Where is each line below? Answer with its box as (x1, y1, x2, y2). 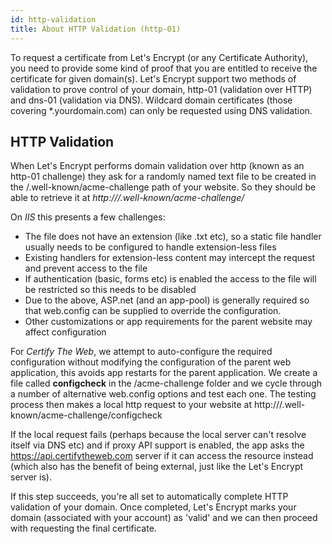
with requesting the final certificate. (10, 522, 157, 535)
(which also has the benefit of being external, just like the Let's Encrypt (10, 461, 304, 473)
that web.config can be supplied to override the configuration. (24, 305, 282, 317)
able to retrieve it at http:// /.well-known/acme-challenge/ (10, 192, 245, 204)
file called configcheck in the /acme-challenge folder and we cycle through (10, 377, 323, 390)
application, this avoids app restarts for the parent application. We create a (10, 367, 318, 379)
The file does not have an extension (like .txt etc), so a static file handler (24, 231, 322, 243)
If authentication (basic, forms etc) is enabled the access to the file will (24, 273, 317, 285)
